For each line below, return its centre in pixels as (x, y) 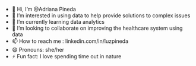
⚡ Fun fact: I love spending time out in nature (67, 56)
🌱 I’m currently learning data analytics (58, 22)
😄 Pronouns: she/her (38, 50)
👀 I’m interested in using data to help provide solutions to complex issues (101, 15)
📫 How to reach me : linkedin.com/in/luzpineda (70, 41)
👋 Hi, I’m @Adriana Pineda (44, 9)
